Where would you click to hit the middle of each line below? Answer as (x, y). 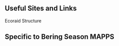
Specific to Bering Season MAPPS (60, 37)
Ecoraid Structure (23, 20)
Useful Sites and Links (41, 8)
